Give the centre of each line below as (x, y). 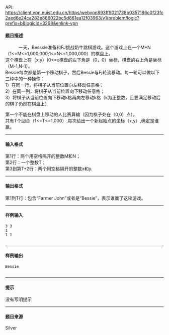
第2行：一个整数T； (26, 162)
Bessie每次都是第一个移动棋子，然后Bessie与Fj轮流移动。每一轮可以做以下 (82, 73)
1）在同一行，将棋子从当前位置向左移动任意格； (55, 85)
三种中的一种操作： (25, 79)
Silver (11, 328)
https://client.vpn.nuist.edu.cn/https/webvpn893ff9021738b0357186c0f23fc (84, 13)
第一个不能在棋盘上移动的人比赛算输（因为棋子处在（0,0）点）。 (71, 114)
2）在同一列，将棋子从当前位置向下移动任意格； (55, 91)
